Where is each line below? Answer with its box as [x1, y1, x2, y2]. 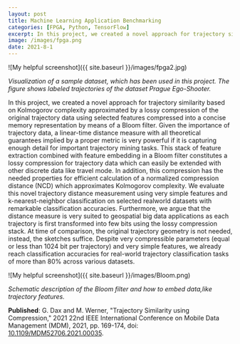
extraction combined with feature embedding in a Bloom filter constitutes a [8, 151, 228, 160]
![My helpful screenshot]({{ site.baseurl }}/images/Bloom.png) [8, 271, 191, 279]
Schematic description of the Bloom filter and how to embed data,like [8, 285, 213, 293]
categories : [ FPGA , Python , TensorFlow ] [8, 24, 130, 31]
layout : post [8, 10, 47, 18]
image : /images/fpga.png [8, 37, 82, 44]
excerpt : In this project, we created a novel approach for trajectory [8, 30, 225, 38]
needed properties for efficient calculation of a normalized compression [8, 174, 219, 182]
